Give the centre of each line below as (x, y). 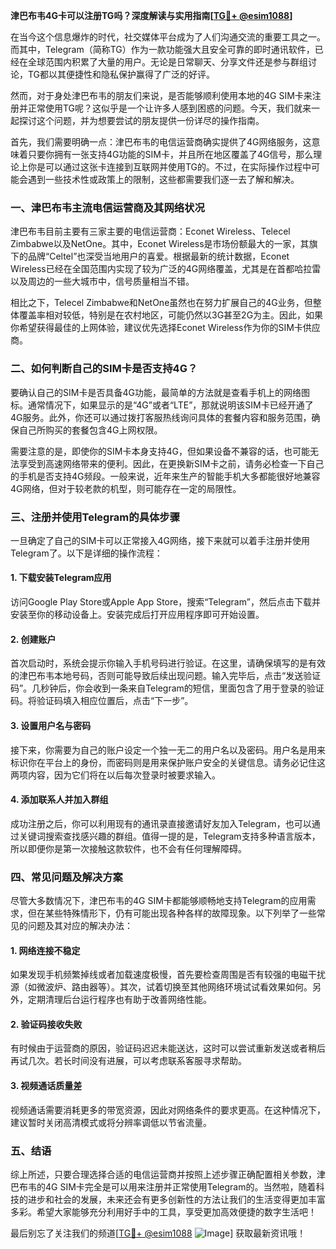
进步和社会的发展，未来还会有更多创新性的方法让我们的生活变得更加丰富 (176, 1199)
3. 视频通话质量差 (46, 1085)
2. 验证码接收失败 (46, 1024)
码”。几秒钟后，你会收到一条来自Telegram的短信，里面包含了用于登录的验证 (167, 688)
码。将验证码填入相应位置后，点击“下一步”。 (102, 701)
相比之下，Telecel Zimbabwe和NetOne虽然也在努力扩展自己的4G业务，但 (161, 303)
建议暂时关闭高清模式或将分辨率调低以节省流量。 (111, 1122)
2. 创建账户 (33, 639)
